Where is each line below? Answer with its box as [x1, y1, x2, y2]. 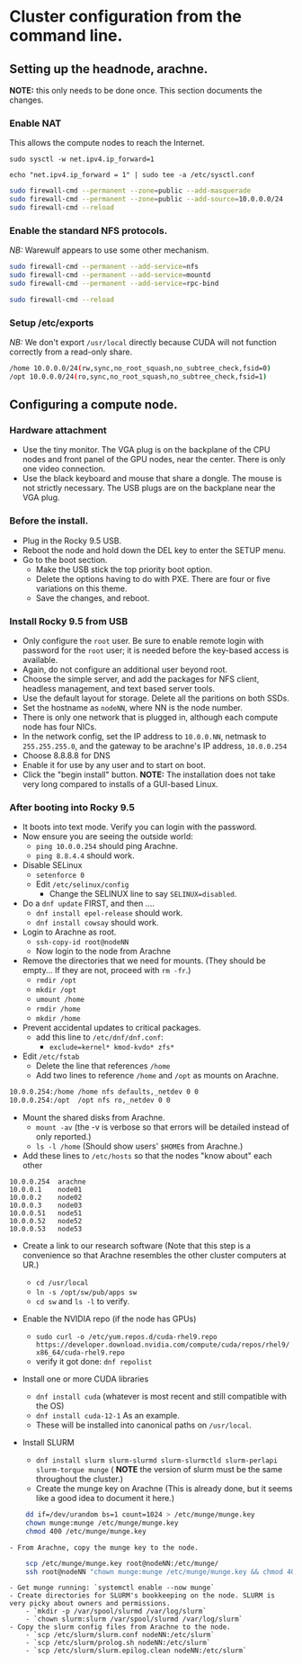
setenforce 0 [35, 871, 85, 881]
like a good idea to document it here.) [35, 1493, 175, 1504]
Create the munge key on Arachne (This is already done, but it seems [35, 1483, 293, 1494]
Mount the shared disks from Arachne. [22, 1113, 165, 1123]
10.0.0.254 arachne [9, 1177, 87, 1186]
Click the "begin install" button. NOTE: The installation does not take [22, 769, 276, 780]
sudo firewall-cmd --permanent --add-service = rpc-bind [9, 279, 219, 288]
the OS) [35, 1400, 65, 1411]
